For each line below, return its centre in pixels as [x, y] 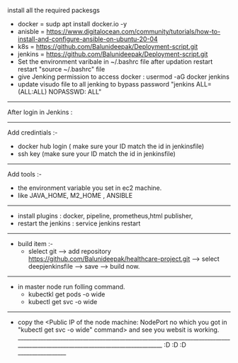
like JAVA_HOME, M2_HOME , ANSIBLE [75, 195]
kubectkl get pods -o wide [67, 294]
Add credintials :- [33, 133]
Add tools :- [25, 174]
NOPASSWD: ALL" [75, 92]
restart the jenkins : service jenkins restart [79, 223]
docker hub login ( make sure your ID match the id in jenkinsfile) [111, 146]
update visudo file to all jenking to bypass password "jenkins [106, 84]
